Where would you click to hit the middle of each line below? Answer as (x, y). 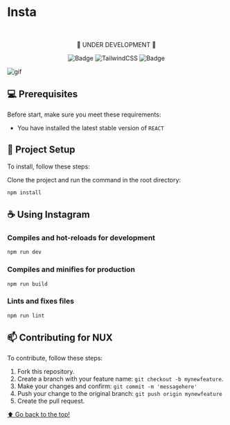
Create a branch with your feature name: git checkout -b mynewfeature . (120, 379)
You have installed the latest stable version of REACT (90, 128)
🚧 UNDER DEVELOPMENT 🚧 (116, 44)
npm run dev (24, 252)
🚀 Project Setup (41, 150)
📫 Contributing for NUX (60, 338)
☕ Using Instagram (48, 215)
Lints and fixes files (41, 301)
